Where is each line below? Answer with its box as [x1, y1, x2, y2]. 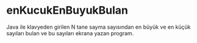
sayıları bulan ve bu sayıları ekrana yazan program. [6, 29, 134, 36]
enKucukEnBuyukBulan [6, 4, 129, 17]
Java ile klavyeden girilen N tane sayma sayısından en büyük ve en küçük [6, 23, 191, 30]
